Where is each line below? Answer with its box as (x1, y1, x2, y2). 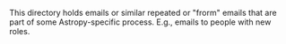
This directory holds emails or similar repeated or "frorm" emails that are (9, 8, 277, 18)
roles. (9, 26, 30, 36)
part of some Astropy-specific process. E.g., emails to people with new (9, 17, 272, 27)
